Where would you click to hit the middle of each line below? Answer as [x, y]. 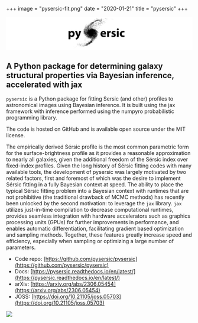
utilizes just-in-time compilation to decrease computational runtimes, [90, 210]
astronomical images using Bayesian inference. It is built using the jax [91, 105]
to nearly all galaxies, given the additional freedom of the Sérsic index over [97, 160]
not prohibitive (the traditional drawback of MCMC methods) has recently [95, 197]
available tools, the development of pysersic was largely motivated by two [96, 172]
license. [16, 135]
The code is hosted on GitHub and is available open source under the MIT [96, 129]
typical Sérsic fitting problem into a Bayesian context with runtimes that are [98, 191]
